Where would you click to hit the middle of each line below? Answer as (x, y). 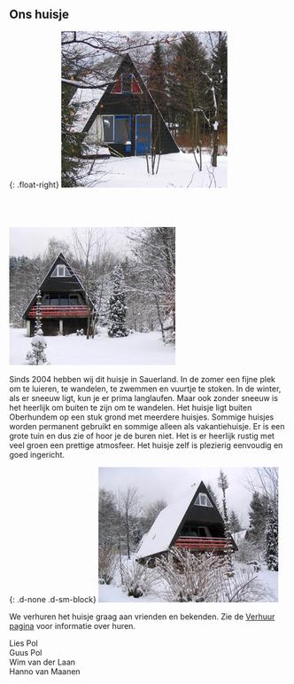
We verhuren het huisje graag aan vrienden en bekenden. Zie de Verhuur (142, 617)
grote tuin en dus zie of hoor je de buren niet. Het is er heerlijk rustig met (142, 436)
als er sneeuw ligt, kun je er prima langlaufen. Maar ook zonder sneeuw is (144, 397)
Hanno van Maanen (45, 671)
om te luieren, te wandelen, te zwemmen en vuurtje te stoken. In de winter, (145, 389)
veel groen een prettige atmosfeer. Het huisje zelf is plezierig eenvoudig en (146, 445)
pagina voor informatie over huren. (72, 625)
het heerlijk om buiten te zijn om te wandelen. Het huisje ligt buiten (131, 407)
